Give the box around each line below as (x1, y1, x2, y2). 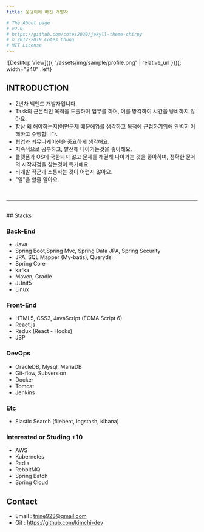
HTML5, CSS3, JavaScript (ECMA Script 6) (15, 315, 123, 322)
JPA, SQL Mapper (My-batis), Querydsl (15, 254, 114, 261)
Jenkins (15, 389, 35, 396)
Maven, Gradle (15, 273, 52, 280)
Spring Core (15, 260, 46, 268)
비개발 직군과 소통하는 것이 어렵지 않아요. (15, 168, 113, 175)
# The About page (6, 19, 50, 26)
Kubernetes (15, 453, 44, 460)
